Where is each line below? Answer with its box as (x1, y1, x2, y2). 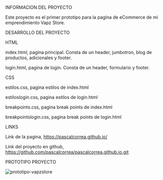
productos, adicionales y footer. (5, 55, 72, 61)
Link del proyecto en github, (5, 144, 64, 149)
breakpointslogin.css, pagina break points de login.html (5, 114, 122, 120)
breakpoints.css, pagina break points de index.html (5, 104, 113, 110)
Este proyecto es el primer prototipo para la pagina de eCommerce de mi (5, 14, 158, 20)
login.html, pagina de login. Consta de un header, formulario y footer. (5, 65, 150, 70)
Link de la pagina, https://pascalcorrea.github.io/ (5, 134, 108, 140)
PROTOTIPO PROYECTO (5, 159, 57, 165)
